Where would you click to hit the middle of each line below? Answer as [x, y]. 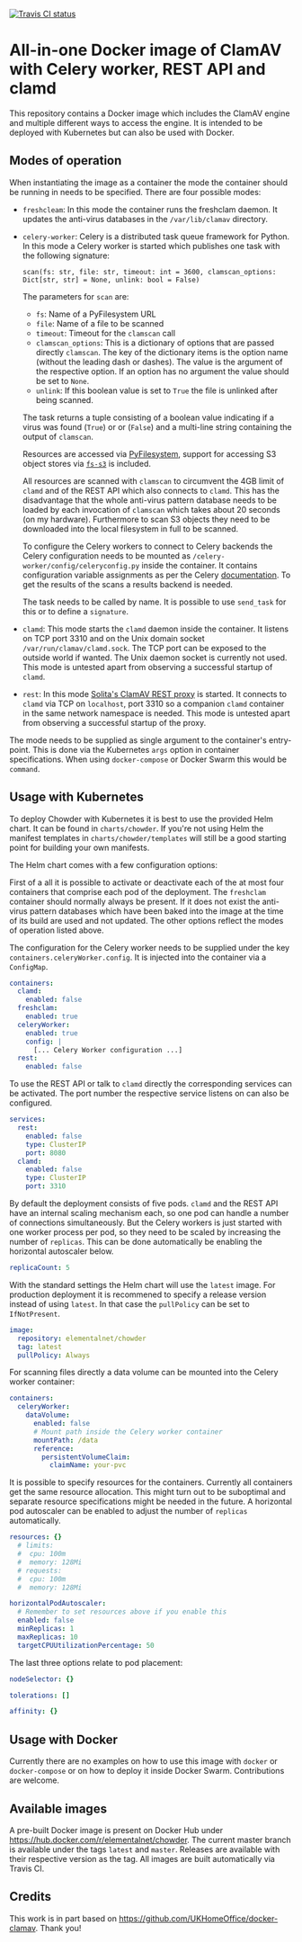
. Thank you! [58, 1928]
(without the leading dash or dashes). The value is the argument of [159, 362]
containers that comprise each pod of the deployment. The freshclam [138, 891]
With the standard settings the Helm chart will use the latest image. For [142, 1284]
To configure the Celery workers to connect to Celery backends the [147, 546]
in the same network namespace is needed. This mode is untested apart [156, 713]
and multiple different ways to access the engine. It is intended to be [136, 122]
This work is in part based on [63, 1918]
